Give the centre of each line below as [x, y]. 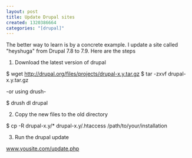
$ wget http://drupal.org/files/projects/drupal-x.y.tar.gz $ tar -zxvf [86, 74]
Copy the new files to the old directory [61, 114]
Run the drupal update [42, 137]
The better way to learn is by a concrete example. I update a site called [92, 45]
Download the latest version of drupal [60, 62]
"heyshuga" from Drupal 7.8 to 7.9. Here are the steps [71, 51]
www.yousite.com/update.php [43, 149]
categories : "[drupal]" [35, 28]
